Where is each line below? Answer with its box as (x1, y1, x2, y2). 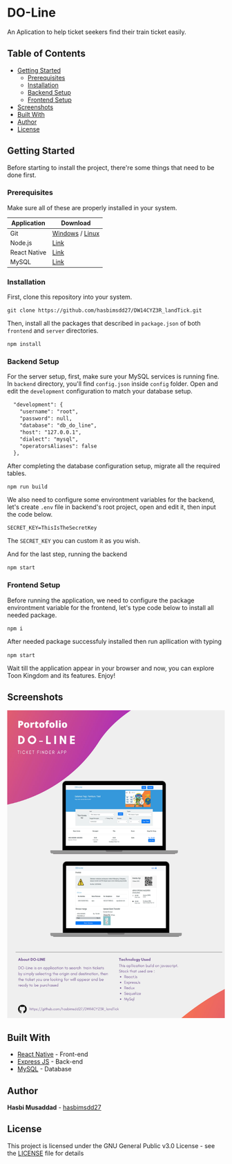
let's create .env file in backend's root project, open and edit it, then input (7, 503, 216, 511)
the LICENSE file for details (7, 1149, 84, 1157)
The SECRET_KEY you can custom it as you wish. (7, 537, 140, 545)
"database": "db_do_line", (19, 422, 97, 429)
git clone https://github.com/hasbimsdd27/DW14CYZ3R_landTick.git (7, 307, 202, 314)
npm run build (7, 483, 48, 490)
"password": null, (19, 415, 72, 423)
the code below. (7, 510, 53, 519)
